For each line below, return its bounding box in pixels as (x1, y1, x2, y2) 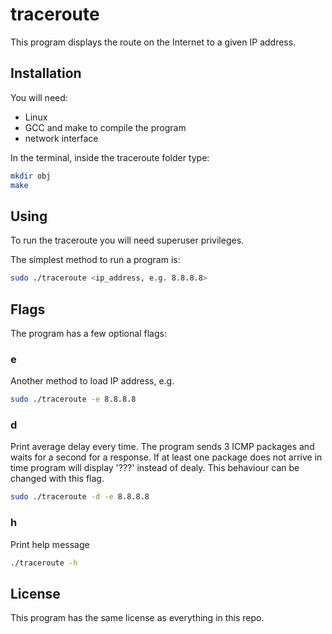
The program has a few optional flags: (10, 328, 167, 339)
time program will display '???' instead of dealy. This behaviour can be (10, 462, 300, 474)
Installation (10, 65, 82, 82)
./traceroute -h (10, 558, 78, 568)
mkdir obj (10, 171, 52, 181)
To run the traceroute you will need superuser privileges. (10, 234, 245, 247)
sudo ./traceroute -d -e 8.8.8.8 (10, 492, 150, 502)
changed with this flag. (10, 473, 105, 485)
